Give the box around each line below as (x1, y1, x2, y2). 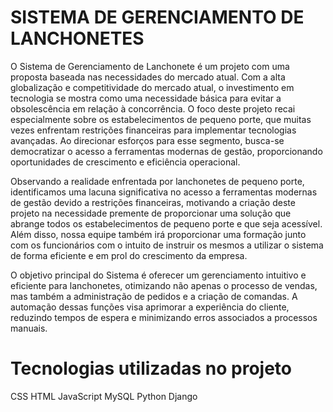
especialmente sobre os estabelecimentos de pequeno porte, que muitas (10, 113, 312, 125)
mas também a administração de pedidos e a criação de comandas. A (10, 290, 298, 302)
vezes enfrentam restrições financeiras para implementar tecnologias (10, 124, 297, 136)
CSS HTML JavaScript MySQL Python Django (10, 390, 198, 402)
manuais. (10, 322, 48, 334)
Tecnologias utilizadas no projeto (10, 357, 293, 380)
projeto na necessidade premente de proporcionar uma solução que (10, 207, 292, 219)
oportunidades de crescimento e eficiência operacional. (10, 156, 241, 168)
